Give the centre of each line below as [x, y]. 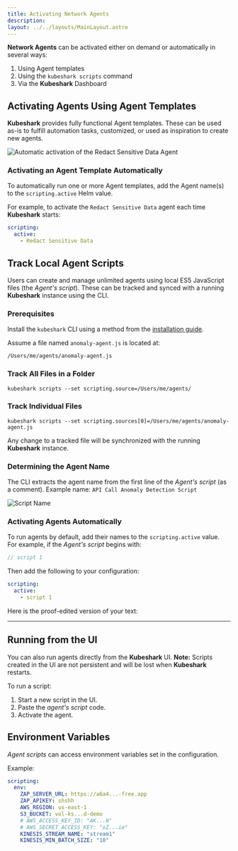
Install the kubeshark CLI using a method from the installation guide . [106, 329]
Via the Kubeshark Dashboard [62, 84]
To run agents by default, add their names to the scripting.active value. [113, 537]
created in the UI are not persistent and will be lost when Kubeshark [107, 664]
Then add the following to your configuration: [73, 571]
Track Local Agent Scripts [66, 263]
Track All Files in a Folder [51, 374]
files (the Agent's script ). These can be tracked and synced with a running [116, 288]
